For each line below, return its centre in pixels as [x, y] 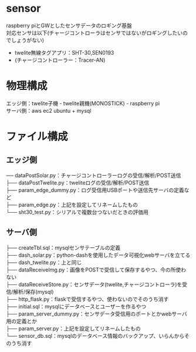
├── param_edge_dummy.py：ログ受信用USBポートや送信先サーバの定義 [95, 190]
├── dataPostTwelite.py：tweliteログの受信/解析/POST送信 [78, 182]
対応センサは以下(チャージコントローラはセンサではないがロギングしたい [94, 33]
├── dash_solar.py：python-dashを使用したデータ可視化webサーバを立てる [98, 255]
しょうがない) [28, 40]
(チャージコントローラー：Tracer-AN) [60, 60]
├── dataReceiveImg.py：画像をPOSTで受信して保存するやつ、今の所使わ [96, 270]
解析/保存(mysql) [33, 291]
